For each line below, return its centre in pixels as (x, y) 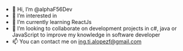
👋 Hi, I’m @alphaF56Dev (42, 9)
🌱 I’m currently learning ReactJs (52, 22)
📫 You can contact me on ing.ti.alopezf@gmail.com (77, 41)
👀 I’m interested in (34, 16)
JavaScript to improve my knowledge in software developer (86, 35)
